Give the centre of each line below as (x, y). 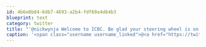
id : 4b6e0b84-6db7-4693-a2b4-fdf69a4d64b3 (61, 12)
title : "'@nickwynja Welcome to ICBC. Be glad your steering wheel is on (103, 29)
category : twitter (30, 23)
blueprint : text (27, 18)
